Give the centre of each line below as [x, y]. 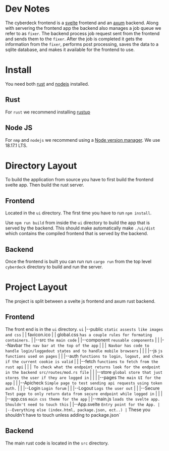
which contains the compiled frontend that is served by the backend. [77, 234]
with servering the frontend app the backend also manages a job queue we [83, 28]
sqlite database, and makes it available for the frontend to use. [70, 49]
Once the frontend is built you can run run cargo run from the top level [78, 262]
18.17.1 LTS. [16, 145]
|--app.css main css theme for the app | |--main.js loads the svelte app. [83, 399]
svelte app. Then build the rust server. [45, 185]
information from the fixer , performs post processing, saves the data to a [82, 44]
